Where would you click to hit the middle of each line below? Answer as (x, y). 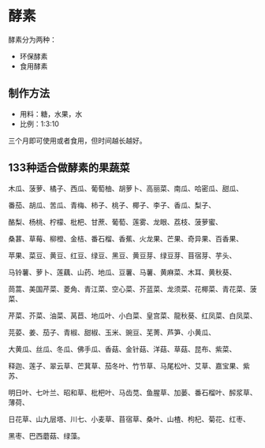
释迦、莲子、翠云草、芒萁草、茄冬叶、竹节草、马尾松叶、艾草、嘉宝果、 (125, 366)
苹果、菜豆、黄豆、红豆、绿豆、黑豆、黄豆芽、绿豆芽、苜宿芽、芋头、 (122, 255)
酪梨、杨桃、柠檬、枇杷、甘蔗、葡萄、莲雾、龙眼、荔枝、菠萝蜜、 (115, 222)
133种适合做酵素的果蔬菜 (69, 168)
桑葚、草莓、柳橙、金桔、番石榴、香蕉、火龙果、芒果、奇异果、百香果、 (125, 238)
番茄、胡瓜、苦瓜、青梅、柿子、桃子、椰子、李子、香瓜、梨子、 (112, 205)
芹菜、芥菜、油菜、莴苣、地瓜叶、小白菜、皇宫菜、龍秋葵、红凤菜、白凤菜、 (132, 315)
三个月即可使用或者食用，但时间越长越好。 (77, 140)
